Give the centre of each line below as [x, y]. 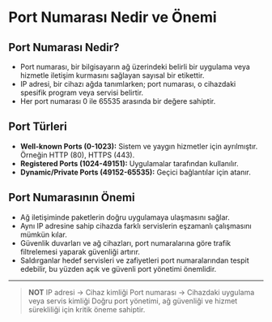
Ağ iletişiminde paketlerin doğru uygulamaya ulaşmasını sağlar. [125, 217]
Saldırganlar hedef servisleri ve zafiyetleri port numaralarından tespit [134, 260]
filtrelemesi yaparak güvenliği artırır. [80, 251]
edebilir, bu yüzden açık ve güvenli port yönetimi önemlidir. [118, 268]
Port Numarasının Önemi [72, 197]
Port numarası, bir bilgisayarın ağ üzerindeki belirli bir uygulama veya [135, 67]
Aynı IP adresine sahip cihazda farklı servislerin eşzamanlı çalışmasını [136, 225]
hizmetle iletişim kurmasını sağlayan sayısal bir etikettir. [112, 75]
